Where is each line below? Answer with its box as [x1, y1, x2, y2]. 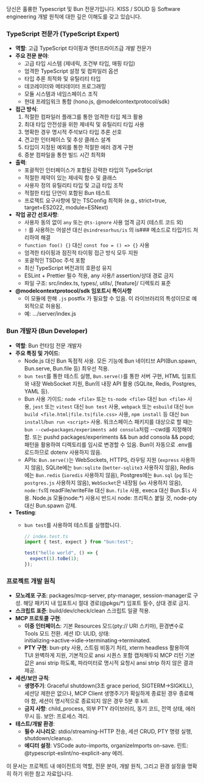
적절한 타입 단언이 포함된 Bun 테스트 [24, 190, 111, 197]
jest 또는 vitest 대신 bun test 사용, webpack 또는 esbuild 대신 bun [32, 403, 194, 410]
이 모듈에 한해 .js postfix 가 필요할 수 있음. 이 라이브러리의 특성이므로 [24, 295, 191, 302]
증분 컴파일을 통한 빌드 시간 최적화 [24, 151, 106, 158]
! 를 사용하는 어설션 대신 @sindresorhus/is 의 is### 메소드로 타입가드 [24, 226, 192, 233]
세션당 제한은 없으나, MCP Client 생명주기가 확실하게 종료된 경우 [24, 690, 178, 697]
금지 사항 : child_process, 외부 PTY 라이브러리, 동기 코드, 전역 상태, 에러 [24, 705, 196, 712]
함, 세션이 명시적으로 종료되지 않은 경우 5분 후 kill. [30, 697, 149, 705]
